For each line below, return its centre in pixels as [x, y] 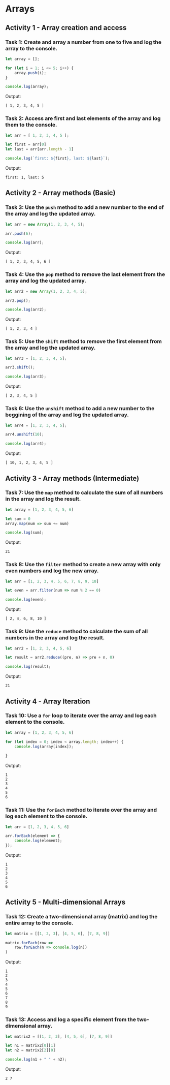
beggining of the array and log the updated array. [67, 415]
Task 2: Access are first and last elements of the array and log [83, 118]
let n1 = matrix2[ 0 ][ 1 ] [30, 1046]
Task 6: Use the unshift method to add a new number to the [80, 409]
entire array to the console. [39, 923]
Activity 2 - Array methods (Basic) [60, 193]
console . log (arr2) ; [26, 310]
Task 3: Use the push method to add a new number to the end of [84, 207]
